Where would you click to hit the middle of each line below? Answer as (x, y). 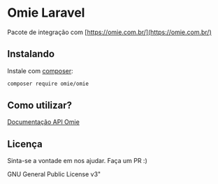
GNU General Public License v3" (54, 174)
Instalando (31, 54)
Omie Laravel (46, 13)
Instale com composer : (40, 70)
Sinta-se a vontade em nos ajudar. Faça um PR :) (78, 161)
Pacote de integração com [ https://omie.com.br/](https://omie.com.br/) (109, 32)
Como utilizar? (39, 106)
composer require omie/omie (48, 84)
